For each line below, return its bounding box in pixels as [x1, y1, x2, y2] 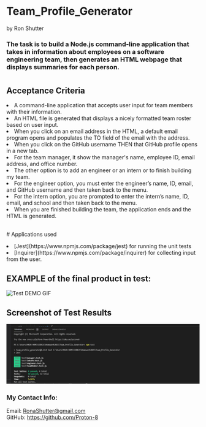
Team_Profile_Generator [6, 4, 133, 18]
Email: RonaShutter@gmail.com [6, 407, 86, 414]
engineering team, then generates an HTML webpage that [6, 55, 182, 64]
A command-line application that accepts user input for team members [14, 102, 193, 109]
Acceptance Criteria [6, 86, 85, 96]
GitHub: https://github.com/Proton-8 [6, 414, 99, 421]
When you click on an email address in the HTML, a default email [14, 127, 178, 135]
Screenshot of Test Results [6, 308, 112, 318]
